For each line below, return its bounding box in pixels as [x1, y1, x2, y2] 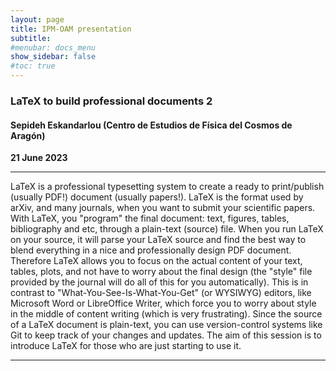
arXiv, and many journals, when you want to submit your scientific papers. [10, 202, 316, 214]
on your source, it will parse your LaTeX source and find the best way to [10, 234, 307, 246]
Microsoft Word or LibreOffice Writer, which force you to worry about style [10, 297, 317, 310]
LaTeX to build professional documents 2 [10, 94, 213, 108]
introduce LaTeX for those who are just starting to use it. [10, 340, 242, 352]
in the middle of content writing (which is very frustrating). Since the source [10, 308, 323, 320]
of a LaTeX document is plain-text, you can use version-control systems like [10, 319, 323, 331]
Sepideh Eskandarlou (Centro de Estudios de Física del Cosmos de [10, 119, 293, 131]
